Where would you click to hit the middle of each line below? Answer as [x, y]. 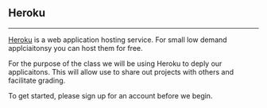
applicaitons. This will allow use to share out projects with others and [121, 71]
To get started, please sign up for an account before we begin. [110, 95]
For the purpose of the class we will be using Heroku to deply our [115, 64]
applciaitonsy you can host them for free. [75, 48]
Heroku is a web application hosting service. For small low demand [118, 40]
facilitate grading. [37, 80]
